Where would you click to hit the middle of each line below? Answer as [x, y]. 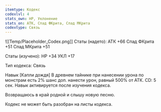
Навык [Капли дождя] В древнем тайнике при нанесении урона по [74, 75]
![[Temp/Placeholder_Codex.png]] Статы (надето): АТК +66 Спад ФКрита [80, 41]
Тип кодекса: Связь [25, 66]
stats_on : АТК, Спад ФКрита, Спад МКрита [48, 23]
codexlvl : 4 [17, 14]
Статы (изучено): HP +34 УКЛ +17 [40, 56]
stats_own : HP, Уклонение [31, 19]
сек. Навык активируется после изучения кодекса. [58, 85]
